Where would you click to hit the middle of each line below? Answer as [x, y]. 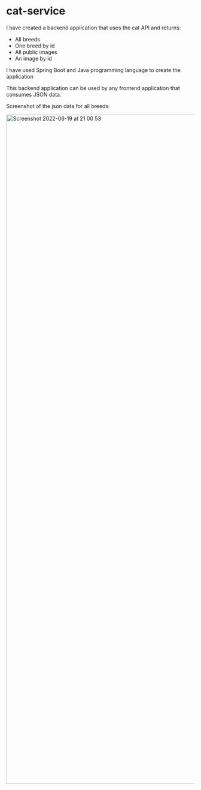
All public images [36, 52]
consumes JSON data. [34, 94]
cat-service [36, 11]
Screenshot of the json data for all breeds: [58, 106]
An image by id [33, 58]
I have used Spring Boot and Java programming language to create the [94, 70]
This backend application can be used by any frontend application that [93, 88]
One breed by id [35, 46]
